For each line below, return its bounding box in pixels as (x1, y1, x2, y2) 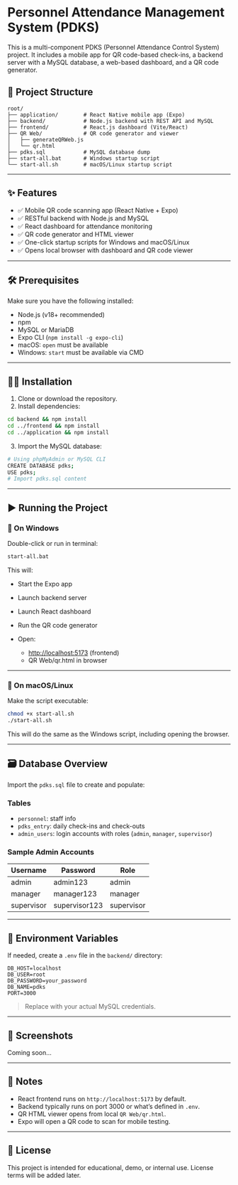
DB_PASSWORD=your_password (7, 977, 87, 985)
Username (11, 865, 47, 875)
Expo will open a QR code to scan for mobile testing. (17, 1117, 171, 1125)
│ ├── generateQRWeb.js (7, 136, 84, 143)
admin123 (53, 877, 89, 887)
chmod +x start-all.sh (7, 710, 74, 718)
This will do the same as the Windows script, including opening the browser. (7, 729, 230, 738)
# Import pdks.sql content (7, 476, 87, 483)
